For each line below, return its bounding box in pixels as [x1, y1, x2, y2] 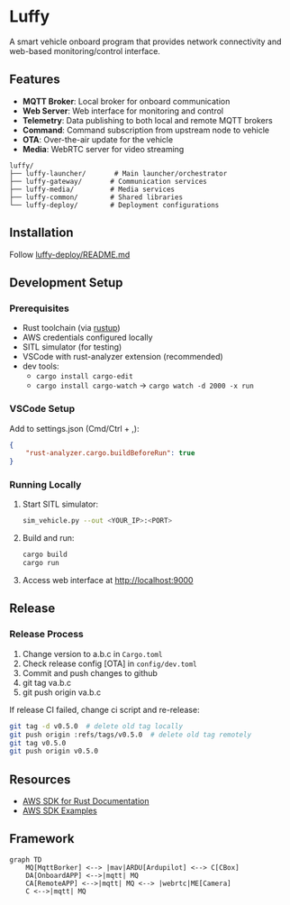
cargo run [22, 559, 60, 568]
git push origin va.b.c [22, 687, 102, 698]
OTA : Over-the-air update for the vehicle [22, 133, 174, 145]
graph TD [9, 855, 42, 864]
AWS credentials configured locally [22, 332, 153, 343]
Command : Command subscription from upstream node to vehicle [22, 124, 270, 135]
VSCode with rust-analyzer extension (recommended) [22, 352, 223, 362]
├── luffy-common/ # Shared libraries [9, 192, 183, 202]
